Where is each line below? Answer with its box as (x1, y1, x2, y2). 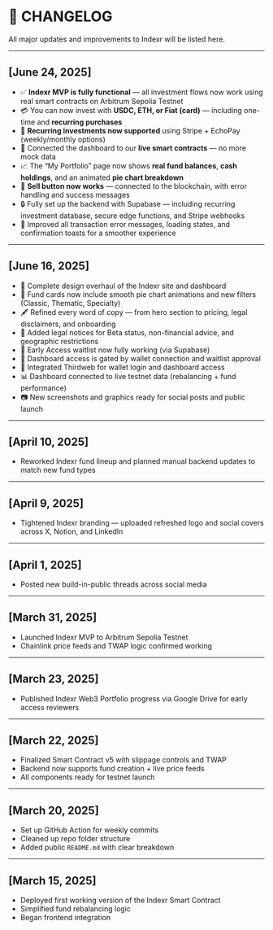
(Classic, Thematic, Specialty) (19, 298, 121, 308)
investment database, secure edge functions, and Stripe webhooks (19, 211, 245, 220)
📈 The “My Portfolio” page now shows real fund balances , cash (19, 160, 238, 170)
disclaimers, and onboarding (19, 319, 116, 329)
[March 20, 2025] (8, 803, 99, 817)
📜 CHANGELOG (8, 7, 113, 26)
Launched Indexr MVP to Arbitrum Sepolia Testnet (19, 632, 188, 642)
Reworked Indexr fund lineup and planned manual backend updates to (19, 456, 256, 466)
